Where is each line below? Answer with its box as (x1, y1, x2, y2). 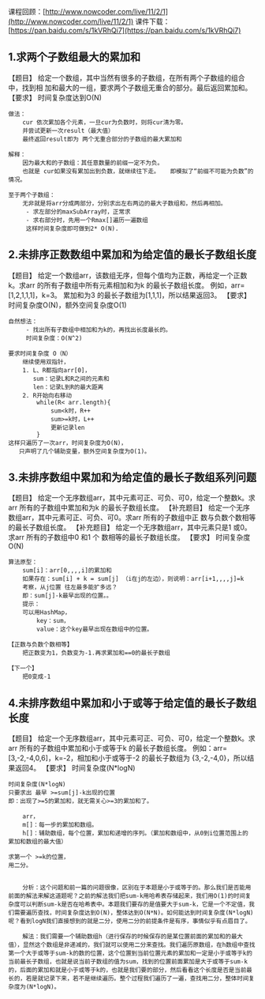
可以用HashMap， (22, 609, 71, 616)
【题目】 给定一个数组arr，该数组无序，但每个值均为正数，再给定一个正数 (8, 270, 248, 280)
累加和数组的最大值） (8, 838, 67, 846)
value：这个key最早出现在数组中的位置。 (36, 625, 153, 634)
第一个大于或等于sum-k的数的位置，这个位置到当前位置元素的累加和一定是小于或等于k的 (8, 949, 252, 958)
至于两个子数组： (8, 190, 56, 199)
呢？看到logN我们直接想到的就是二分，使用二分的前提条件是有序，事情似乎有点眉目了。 (8, 918, 252, 925)
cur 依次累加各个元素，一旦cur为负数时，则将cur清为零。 (22, 118, 187, 126)
